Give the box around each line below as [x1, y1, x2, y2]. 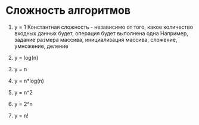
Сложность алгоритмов [5, 4, 131, 17]
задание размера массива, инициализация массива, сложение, [14, 36, 178, 43]
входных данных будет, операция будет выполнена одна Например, [14, 29, 189, 36]
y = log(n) [14, 54, 39, 61]
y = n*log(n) [14, 77, 44, 84]
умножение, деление [14, 42, 69, 50]
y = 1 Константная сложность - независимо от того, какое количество [14, 23, 194, 31]
